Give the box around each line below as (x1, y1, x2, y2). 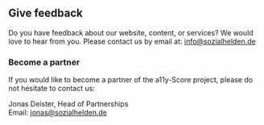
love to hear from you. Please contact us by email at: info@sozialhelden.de (8, 36, 256, 46)
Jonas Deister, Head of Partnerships (8, 99, 129, 109)
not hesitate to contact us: (8, 84, 95, 94)
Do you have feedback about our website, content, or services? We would (8, 27, 254, 37)
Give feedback (8, 6, 83, 20)
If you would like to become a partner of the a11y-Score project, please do (8, 75, 254, 85)
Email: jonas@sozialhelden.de (8, 108, 107, 118)
